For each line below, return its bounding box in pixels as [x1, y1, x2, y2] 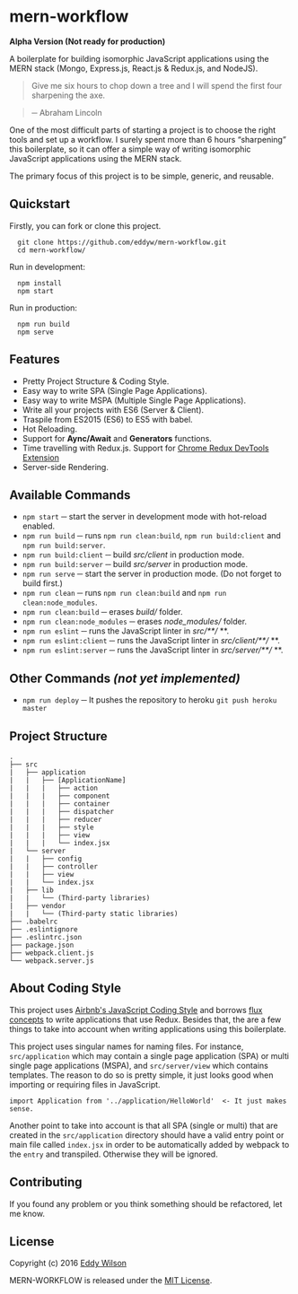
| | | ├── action [9, 783, 99, 792]
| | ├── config [9, 854, 83, 863]
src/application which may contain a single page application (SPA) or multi [9, 1050, 290, 1061]
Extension [22, 451, 60, 463]
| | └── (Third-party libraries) [9, 894, 151, 903]
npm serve [17, 328, 54, 337]
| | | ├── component [9, 791, 110, 800]
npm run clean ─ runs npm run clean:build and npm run [22, 588, 227, 599]
